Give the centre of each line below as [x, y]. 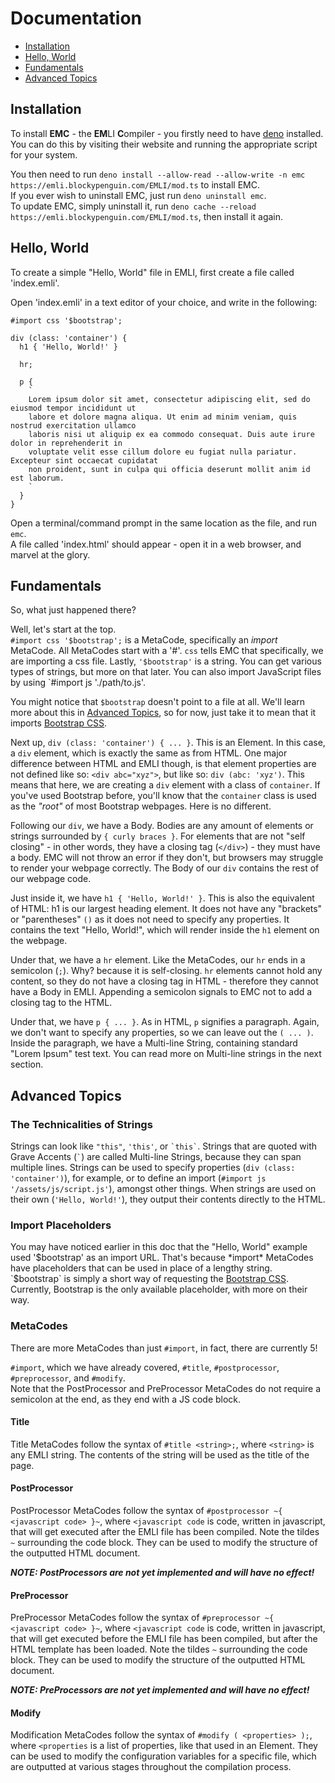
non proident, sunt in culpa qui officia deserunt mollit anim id [169, 469]
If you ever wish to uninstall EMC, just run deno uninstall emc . [138, 195]
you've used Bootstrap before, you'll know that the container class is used [163, 796]
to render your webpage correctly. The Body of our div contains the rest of [165, 868]
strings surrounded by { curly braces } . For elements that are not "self [158, 836]
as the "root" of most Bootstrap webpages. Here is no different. [141, 806]
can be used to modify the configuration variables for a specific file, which [163, 1756]
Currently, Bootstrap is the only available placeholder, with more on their [159, 1289]
